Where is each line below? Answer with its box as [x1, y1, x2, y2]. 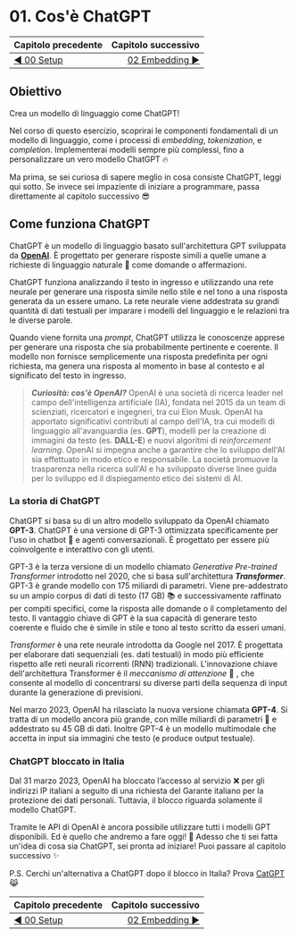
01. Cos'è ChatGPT [9, 6, 152, 27]
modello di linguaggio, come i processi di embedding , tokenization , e [9, 134, 262, 145]
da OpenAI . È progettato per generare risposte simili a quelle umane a [9, 249, 267, 260]
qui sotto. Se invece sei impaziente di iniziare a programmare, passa [9, 181, 261, 191]
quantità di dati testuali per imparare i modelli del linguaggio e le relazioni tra [9, 305, 290, 316]
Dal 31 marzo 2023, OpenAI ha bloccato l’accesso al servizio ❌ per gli [9, 775, 265, 786]
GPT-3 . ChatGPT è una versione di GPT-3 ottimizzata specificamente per [9, 525, 278, 536]
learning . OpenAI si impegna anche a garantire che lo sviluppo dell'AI [30, 444, 286, 455]
